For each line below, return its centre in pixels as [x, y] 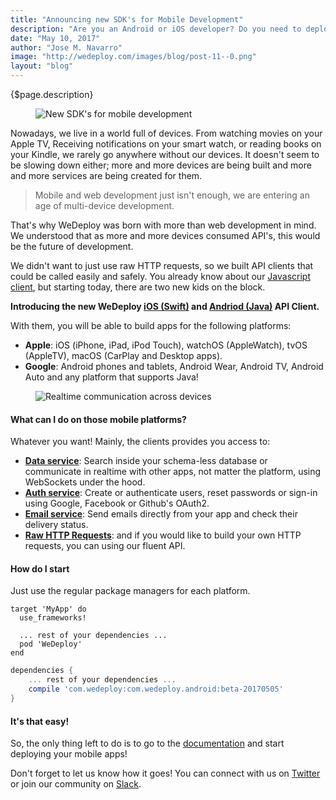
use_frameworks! [53, 618]
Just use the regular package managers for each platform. [130, 591]
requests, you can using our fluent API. [105, 546]
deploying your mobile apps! [69, 754]
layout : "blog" [42, 66]
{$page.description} [52, 94]
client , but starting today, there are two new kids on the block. [138, 287]
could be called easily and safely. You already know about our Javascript [160, 276]
